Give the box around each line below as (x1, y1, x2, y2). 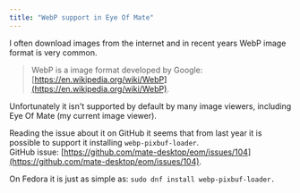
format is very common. (9, 46, 98, 58)
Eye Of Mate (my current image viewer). (9, 110, 157, 121)
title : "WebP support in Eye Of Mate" (9, 13, 154, 22)
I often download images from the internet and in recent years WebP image (9, 38, 287, 48)
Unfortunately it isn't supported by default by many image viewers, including (9, 100, 292, 112)
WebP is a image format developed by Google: (30, 64, 203, 75)
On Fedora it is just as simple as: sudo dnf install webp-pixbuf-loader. (9, 173, 276, 184)
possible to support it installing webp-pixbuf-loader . (9, 137, 200, 147)
